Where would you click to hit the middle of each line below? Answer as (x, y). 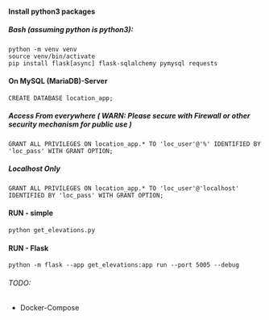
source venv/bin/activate (52, 56)
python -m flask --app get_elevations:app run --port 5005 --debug (124, 265)
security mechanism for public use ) (70, 124)
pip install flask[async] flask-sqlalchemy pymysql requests (113, 63)
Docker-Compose (50, 308)
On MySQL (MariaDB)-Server (58, 81)
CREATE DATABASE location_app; (61, 98)
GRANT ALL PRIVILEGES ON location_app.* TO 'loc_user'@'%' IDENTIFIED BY (135, 144)
